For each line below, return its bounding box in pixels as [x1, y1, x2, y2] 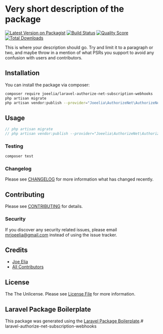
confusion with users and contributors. [5, 55, 82, 60]
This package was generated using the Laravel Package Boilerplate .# [5, 318, 144, 324]
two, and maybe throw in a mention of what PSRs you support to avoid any [5, 50, 154, 56]
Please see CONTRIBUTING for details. [5, 204, 83, 209]
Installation [5, 69, 40, 77]
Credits [5, 246, 28, 254]
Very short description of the [5, 3, 125, 15]
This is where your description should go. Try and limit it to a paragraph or [5, 44, 154, 50]
